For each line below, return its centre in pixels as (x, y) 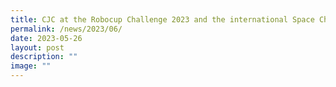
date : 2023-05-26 (46, 38)
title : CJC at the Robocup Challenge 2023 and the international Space (162, 19)
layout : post (37, 47)
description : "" (44, 57)
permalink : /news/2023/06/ (66, 29)
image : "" (31, 66)
